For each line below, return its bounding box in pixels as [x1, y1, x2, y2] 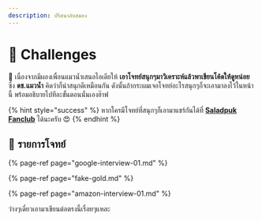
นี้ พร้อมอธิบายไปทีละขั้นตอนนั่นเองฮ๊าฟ [8, 89, 109, 99]
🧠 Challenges [8, 45, 97, 63]
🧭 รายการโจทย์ [8, 137, 66, 151]
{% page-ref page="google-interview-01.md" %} [8, 159, 168, 168]
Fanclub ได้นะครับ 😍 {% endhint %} [8, 114, 121, 123]
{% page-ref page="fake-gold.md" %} [8, 174, 134, 183]
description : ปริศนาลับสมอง [8, 11, 88, 20]
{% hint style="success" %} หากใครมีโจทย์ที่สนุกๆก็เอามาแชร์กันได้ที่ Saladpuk [8, 105, 238, 114]
